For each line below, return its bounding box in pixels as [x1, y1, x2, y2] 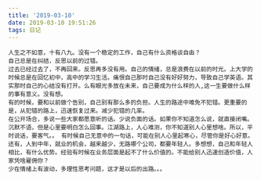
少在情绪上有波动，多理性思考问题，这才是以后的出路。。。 [8, 165, 166, 173]
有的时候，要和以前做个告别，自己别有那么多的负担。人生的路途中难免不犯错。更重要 [8, 99, 241, 106]
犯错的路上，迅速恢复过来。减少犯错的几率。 [25, 107, 149, 115]
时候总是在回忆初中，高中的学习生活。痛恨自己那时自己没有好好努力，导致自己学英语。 [8, 74, 248, 82]
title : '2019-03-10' [8, 11, 76, 20]
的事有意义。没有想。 [8, 91, 67, 99]
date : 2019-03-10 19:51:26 [8, 19, 96, 27]
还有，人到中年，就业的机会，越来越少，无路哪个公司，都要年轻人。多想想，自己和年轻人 [8, 140, 253, 149]
